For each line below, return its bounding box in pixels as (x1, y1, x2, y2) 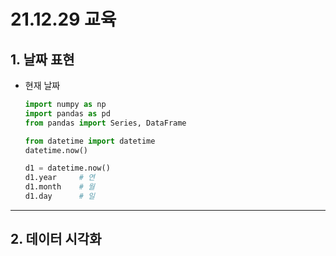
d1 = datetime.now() (24, 163, 111, 174)
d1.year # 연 (24, 173, 95, 183)
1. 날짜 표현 (10, 51, 75, 68)
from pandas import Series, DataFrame (24, 118, 187, 128)
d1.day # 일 (24, 191, 95, 201)
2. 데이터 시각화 (10, 231, 102, 248)
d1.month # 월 (24, 182, 95, 192)
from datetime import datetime (24, 136, 156, 146)
